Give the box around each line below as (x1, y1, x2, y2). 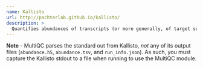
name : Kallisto (6, 8, 45, 15)
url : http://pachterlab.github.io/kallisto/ (6, 14, 120, 20)
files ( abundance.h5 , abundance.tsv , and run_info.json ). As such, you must (6, 49, 191, 56)
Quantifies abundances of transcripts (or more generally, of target (11, 25, 190, 32)
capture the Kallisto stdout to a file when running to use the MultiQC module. (6, 55, 197, 62)
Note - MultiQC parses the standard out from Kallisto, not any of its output (6, 42, 192, 49)
